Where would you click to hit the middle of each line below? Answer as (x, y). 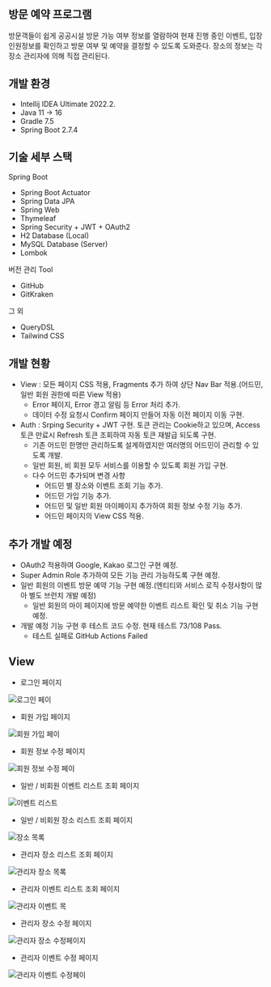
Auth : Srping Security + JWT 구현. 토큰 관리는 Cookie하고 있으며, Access (140, 425)
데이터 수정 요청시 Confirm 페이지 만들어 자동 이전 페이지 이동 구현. (138, 415)
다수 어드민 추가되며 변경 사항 (78, 475)
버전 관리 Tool (31, 270)
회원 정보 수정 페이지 (53, 751)
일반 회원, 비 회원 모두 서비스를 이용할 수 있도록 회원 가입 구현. (130, 466)
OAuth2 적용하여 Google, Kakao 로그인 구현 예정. (99, 565)
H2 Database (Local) (55, 236)
